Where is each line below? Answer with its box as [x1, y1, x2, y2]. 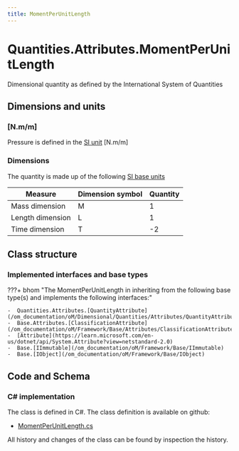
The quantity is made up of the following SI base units [7, 172, 166, 180]
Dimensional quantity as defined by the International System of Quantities [7, 80, 223, 88]
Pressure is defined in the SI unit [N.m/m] [7, 138, 129, 147]
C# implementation [7, 391, 75, 401]
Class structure [7, 248, 78, 260]
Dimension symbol [78, 189, 143, 199]
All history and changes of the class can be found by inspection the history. [7, 435, 229, 444]
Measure [26, 189, 57, 199]
